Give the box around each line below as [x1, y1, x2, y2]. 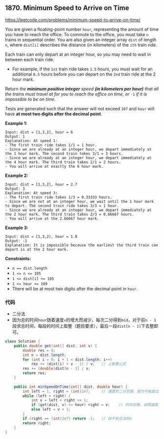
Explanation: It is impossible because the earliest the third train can [5, 243, 159, 248]
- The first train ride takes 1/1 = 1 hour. [5, 143, 97, 147]
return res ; [22, 371, 47, 376]
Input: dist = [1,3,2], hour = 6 [5, 129, 73, 135]
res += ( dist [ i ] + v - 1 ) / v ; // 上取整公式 [31, 361, 126, 367]
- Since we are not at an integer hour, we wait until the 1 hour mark [5, 199, 154, 204]
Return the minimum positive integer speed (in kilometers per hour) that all [5, 85, 159, 92]
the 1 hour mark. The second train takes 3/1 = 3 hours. [5, 151, 123, 156]
